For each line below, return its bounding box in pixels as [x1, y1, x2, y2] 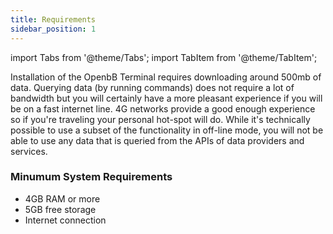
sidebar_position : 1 [10, 24, 97, 34]
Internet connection [24, 214, 107, 226]
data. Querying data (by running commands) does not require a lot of [10, 81, 295, 93]
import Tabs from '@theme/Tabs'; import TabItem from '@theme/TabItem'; [10, 51, 318, 63]
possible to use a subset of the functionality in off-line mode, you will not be [10, 124, 324, 136]
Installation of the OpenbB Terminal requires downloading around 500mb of [10, 71, 322, 83]
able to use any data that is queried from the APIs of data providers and [10, 134, 305, 146]
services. [10, 145, 48, 157]
